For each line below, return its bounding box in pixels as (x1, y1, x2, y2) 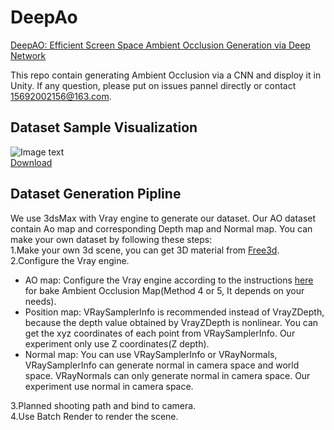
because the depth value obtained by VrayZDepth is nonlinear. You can (24, 316, 319, 328)
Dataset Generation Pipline (10, 186, 182, 203)
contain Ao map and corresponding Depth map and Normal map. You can (10, 222, 313, 235)
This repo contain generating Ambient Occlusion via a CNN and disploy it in (10, 69, 322, 81)
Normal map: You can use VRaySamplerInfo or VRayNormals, (24, 348, 278, 360)
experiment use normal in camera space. (24, 380, 194, 392)
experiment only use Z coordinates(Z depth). (24, 337, 210, 350)
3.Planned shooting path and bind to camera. (10, 399, 197, 411)
